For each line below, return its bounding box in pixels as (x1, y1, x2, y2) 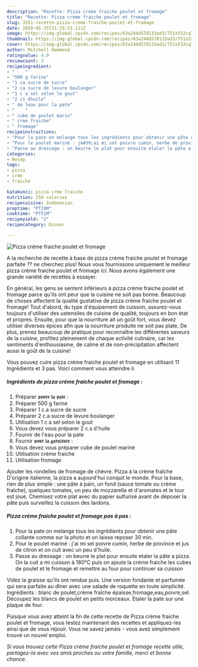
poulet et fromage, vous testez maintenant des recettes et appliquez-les (6, 619, 182, 626)
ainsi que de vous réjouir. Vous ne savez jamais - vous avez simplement (6, 625, 180, 632)
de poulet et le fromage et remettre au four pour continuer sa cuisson (15, 565, 184, 572)
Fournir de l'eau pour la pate (15, 431, 84, 438)
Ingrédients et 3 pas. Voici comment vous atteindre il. (6, 364, 136, 371)
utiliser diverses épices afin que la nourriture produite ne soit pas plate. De (6, 322, 187, 329)
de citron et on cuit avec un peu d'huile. (15, 546, 112, 553)
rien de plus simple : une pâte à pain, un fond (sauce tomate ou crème (6, 480, 177, 487)
